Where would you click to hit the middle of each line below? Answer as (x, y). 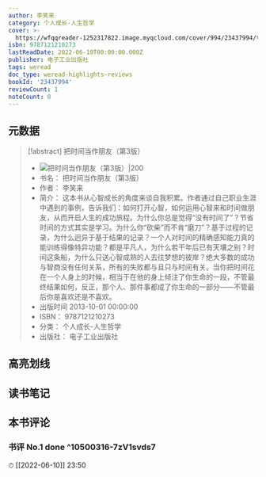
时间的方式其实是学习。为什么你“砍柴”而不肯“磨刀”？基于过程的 (143, 227)
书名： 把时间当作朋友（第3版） (91, 178)
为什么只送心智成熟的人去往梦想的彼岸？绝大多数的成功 (164, 258)
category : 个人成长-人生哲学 (51, 23)
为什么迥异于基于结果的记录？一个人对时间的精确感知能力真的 (154, 238)
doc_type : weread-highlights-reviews (70, 74)
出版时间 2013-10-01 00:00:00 (89, 307)
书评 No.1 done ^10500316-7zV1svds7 (82, 447)
